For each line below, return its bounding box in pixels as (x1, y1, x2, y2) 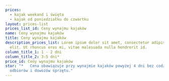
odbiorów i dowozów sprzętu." (10, 68, 73, 73)
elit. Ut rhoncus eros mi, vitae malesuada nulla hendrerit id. (10, 45, 147, 50)
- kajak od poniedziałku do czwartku (10, 17, 89, 22)
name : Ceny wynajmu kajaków (5, 31, 64, 36)
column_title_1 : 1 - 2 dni (5, 49, 62, 54)
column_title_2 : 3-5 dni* (5, 54, 59, 59)
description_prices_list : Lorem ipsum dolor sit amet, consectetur (5, 40, 150, 45)
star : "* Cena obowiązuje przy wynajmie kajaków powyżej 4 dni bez (5, 63, 154, 68)
